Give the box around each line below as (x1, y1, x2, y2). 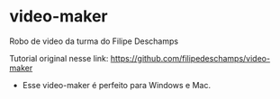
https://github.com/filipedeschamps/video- (110, 53, 271, 63)
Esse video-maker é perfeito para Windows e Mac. (22, 79, 212, 90)
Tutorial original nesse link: (9, 53, 109, 63)
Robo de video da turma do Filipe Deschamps (9, 36, 178, 46)
